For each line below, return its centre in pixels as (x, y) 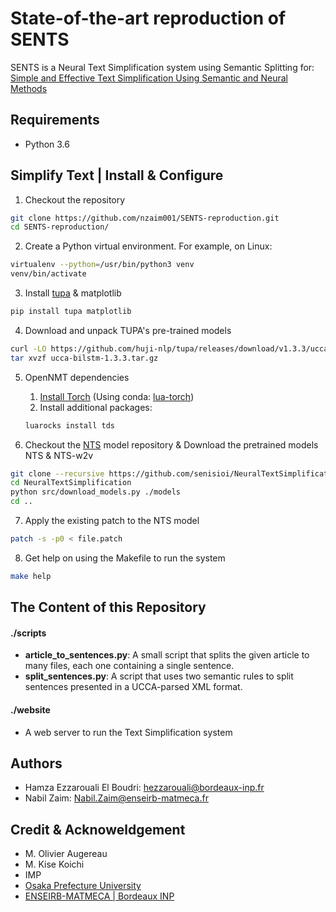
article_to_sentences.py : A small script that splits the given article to (167, 655)
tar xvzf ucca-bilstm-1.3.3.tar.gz (84, 358)
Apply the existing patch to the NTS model (112, 521)
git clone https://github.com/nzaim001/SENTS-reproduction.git (145, 218)
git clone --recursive (57, 473)
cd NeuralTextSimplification (71, 483)
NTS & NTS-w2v (59, 455)
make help (31, 576)
